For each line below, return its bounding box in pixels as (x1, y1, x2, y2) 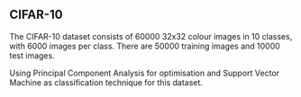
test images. (9, 49, 56, 61)
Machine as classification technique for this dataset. (9, 76, 203, 88)
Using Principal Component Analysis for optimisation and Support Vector (9, 67, 280, 78)
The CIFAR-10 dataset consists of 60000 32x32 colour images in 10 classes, (9, 31, 293, 41)
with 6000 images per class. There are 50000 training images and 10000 (9, 40, 281, 51)
